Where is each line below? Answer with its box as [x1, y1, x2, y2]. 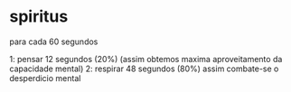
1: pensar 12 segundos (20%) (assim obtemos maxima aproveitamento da [9, 53, 283, 64]
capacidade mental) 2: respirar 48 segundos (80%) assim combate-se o [9, 63, 279, 74]
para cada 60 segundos [9, 36, 99, 47]
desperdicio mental [9, 72, 81, 83]
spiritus [9, 6, 69, 27]
